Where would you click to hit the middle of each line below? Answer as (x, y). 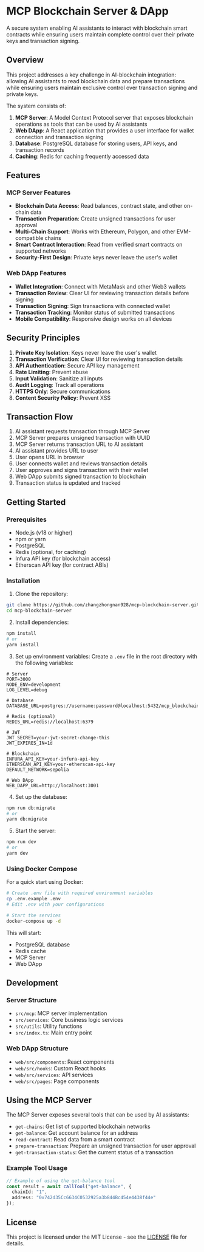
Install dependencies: (42, 622)
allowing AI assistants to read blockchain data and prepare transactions (96, 81)
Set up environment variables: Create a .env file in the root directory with (106, 656)
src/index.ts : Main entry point (53, 1033)
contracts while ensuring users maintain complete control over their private (100, 34)
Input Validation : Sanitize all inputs (59, 378)
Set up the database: (41, 796)
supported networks (40, 251)
